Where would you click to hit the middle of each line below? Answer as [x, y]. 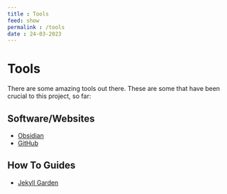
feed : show [23, 21]
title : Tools [28, 14]
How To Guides [41, 165]
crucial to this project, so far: [49, 96]
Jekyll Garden [38, 183]
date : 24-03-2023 [34, 34]
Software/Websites [51, 118]
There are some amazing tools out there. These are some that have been [114, 89]
